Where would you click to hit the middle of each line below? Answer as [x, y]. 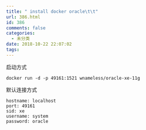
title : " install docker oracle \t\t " [52, 11]
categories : [21, 33]
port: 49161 [21, 106]
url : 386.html [23, 17]
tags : [13, 50]
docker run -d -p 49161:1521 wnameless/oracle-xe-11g [73, 78]
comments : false [26, 28]
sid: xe [16, 111]
